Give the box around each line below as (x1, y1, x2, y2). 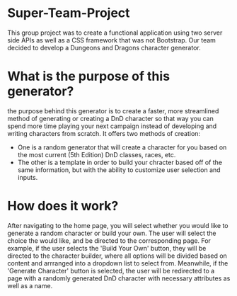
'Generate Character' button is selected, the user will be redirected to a (7, 266, 215, 275)
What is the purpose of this (7, 69, 170, 84)
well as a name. (7, 281, 53, 290)
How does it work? (7, 198, 119, 214)
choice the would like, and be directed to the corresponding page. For (7, 236, 211, 245)
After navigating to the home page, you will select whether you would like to (7, 221, 229, 229)
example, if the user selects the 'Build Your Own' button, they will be (7, 244, 207, 252)
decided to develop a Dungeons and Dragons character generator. (7, 43, 201, 52)
